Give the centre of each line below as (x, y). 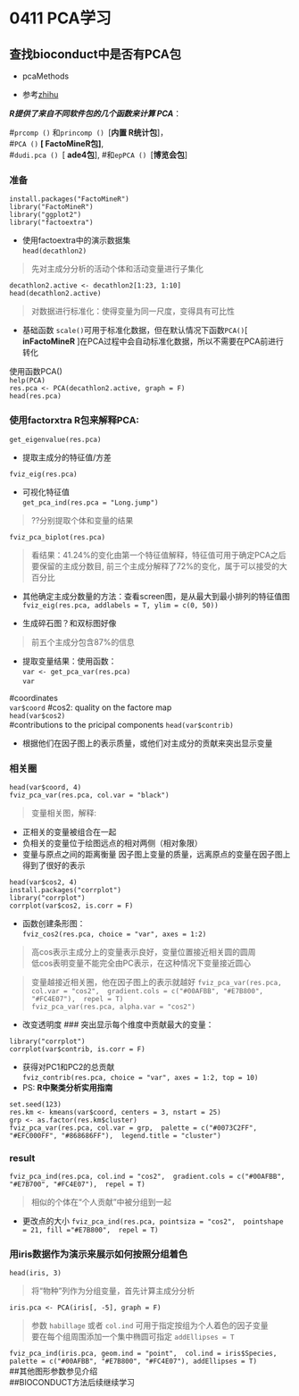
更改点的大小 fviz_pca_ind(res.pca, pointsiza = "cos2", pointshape (153, 1221)
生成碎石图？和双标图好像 (69, 623)
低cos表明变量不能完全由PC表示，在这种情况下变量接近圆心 (141, 963)
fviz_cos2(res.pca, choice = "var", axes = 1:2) (114, 934)
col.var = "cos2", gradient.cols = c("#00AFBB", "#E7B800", (147, 991)
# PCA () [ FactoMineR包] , (57, 143)
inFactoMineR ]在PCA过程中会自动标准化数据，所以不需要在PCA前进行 (153, 341)
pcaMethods (46, 76)
